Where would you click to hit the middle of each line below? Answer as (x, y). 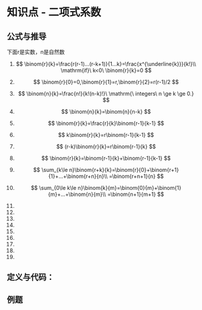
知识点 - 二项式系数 (54, 12)
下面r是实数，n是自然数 (36, 52)
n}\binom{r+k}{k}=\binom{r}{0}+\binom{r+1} (124, 170)
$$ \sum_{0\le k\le (54, 188)
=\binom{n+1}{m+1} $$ (136, 194)
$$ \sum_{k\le (50, 170)
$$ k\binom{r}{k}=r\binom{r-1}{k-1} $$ (106, 135)
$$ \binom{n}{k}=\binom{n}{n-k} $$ (106, 111)
